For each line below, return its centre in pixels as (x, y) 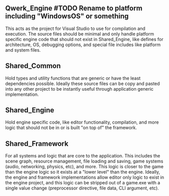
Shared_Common (33, 66)
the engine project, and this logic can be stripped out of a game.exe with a (83, 183)
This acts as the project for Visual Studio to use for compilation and (75, 28)
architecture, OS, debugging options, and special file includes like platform (83, 45)
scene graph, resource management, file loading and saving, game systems (84, 161)
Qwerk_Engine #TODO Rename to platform (74, 8)
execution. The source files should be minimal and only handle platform (80, 34)
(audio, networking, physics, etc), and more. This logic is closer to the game (85, 167)
